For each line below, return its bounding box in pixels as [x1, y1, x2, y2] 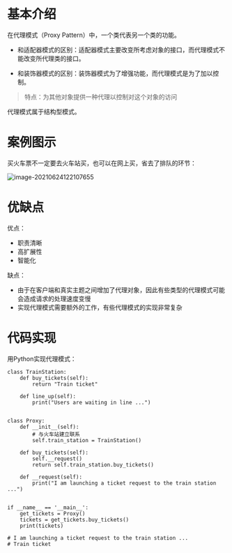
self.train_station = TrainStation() [32, 437, 141, 444]
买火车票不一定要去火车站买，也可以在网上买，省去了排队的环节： [7, 158, 196, 167]
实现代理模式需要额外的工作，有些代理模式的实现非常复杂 [17, 303, 183, 311]
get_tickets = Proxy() [20, 510, 86, 517]
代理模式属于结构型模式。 [7, 107, 81, 116]
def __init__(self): [20, 423, 79, 430]
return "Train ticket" [32, 381, 98, 388]
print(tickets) [20, 522, 64, 529]
